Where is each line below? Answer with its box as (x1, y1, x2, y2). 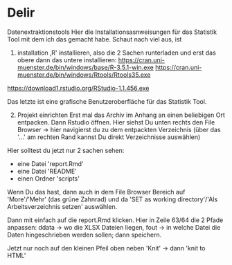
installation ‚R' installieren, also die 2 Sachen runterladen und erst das (17, 48, 216, 57)
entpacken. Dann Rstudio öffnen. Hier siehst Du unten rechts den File (17, 118, 215, 126)
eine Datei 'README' (17, 167, 78, 175)
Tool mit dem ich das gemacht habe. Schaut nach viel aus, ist (7, 35, 182, 43)
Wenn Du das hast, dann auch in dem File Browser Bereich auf (7, 188, 186, 196)
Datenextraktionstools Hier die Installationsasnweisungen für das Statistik (7, 28, 217, 36)
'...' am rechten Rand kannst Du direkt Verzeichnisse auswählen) (17, 133, 201, 141)
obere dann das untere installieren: (17, 55, 117, 64)
